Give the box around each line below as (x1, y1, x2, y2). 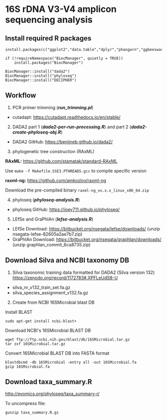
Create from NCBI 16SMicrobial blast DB (12, 299, 95, 305)
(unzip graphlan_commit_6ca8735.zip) (12, 241, 91, 247)
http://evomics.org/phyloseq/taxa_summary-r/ (5, 391, 100, 397)
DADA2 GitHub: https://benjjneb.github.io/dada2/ (12, 139, 113, 145)
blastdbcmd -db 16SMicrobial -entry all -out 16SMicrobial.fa (5, 360, 137, 365)
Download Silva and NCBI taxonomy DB (5, 256, 129, 265)
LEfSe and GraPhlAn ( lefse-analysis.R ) (12, 216, 93, 222)
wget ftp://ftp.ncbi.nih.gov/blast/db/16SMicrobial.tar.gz (5, 337, 130, 342)
